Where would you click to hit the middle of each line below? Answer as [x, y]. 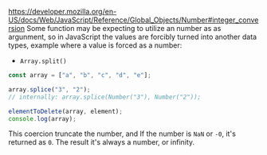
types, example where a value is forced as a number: [95, 45]
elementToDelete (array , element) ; [66, 111]
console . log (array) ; [43, 118]
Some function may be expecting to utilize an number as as [124, 28]
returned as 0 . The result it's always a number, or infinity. [102, 142]
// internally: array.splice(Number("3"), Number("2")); [105, 97]
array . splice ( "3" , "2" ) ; [49, 89]
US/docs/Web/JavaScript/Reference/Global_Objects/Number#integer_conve [133, 20]
